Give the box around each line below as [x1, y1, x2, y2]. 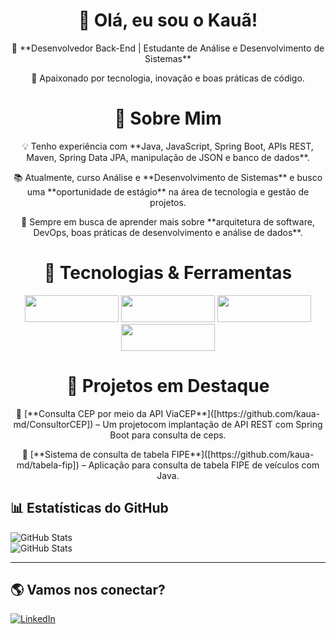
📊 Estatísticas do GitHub [10, 500, 169, 517]
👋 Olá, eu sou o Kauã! [78, 9, 258, 32]
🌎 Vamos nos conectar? [10, 581, 166, 598]
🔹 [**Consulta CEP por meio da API [15, 407, 164, 419]
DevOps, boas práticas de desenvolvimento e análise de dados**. [33, 226, 303, 238]
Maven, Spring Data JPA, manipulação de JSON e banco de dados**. [26, 151, 310, 163]
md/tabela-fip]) [16, 459, 80, 471]
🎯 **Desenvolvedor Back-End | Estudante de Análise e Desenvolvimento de [11, 42, 325, 54]
